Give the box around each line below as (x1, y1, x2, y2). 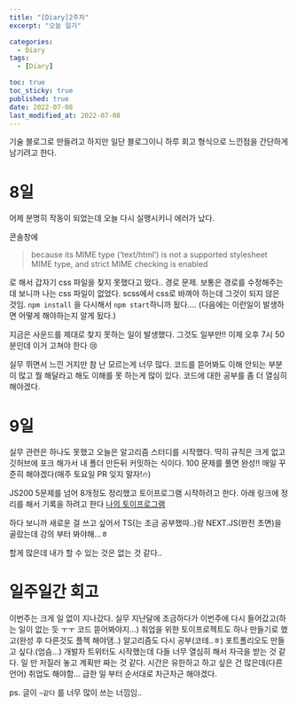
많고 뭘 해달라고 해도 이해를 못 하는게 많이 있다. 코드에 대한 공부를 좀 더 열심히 (18, 370, 288, 381)
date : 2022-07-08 (9, 103, 74, 112)
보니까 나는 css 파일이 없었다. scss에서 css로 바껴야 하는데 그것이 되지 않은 (18, 288, 280, 299)
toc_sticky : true (9, 86, 74, 95)
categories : (9, 37, 53, 46)
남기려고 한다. (9, 147, 58, 158)
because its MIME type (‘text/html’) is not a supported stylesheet (30, 249, 268, 260)
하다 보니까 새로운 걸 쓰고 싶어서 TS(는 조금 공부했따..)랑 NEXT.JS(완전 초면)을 (9, 518, 282, 529)
